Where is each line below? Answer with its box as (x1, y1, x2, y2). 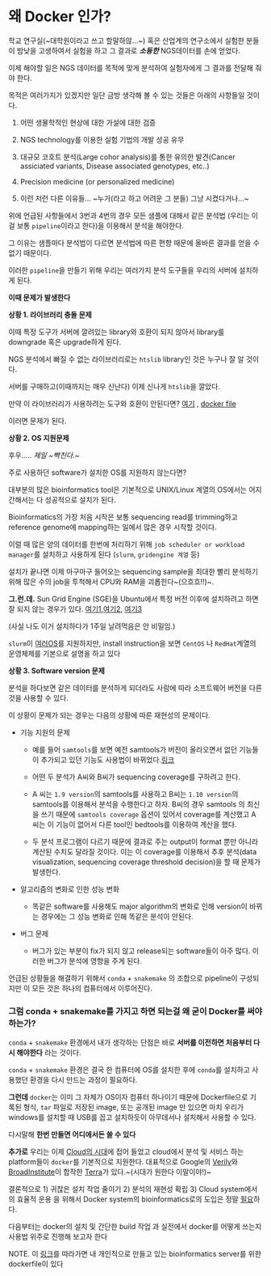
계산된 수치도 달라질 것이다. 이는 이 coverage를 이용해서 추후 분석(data (31, 846, 256, 856)
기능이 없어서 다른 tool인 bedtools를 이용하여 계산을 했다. (56, 819, 237, 829)
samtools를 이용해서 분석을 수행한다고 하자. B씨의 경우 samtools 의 (31, 799, 245, 809)
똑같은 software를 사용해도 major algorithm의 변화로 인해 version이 (31, 901, 248, 911)
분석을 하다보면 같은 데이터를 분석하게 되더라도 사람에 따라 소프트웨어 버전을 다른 (8, 683, 263, 693)
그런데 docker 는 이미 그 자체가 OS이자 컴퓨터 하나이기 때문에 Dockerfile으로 (8, 1092, 248, 1102)
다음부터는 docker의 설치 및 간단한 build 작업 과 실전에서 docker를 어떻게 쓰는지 (8, 1222, 262, 1231)
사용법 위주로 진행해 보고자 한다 (8, 1231, 108, 1242)
